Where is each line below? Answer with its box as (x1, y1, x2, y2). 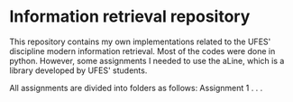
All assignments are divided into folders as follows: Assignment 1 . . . (9, 82, 263, 93)
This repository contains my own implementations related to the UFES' (9, 36, 271, 47)
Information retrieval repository (9, 6, 251, 27)
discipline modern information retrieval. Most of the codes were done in (9, 45, 276, 56)
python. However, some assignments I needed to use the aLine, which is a (9, 55, 285, 66)
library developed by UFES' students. (9, 65, 148, 76)
